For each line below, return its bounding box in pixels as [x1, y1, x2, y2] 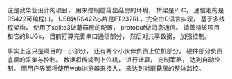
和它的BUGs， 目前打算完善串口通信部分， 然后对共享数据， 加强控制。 [7, 32, 211, 40]
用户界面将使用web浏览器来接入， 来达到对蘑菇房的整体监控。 [26, 64, 205, 72]
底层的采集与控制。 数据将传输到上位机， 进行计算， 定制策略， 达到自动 [7, 55, 215, 64]
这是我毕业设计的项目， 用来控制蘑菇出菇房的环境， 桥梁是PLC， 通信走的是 [7, 6, 224, 14]
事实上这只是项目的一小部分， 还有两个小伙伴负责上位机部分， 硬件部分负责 [7, 47, 223, 55]
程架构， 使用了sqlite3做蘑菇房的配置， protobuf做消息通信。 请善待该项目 [7, 24, 220, 31]
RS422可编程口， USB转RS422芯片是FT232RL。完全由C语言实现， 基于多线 [7, 15, 225, 23]
